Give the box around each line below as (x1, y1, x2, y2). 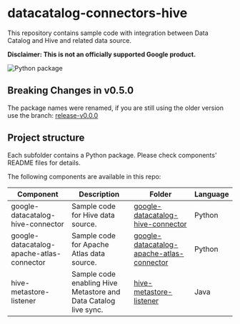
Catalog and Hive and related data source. (7, 36, 132, 44)
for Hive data (71, 210, 116, 220)
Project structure (7, 132, 85, 144)
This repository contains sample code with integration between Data (7, 29, 209, 37)
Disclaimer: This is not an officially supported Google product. (7, 50, 196, 59)
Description (79, 189, 120, 199)
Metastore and (71, 287, 121, 297)
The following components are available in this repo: (7, 172, 161, 181)
